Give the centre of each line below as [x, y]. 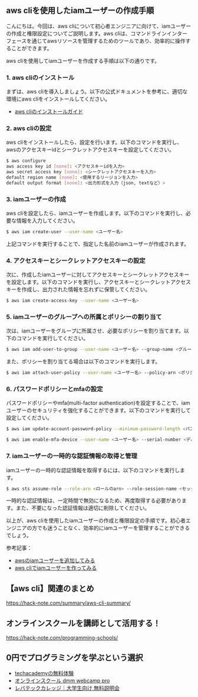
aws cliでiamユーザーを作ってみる [56, 568]
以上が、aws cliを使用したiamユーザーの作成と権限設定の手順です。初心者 [96, 521]
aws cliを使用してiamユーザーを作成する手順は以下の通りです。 [83, 60]
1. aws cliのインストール [40, 78]
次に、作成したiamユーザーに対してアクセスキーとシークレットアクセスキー [98, 275]
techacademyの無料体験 [44, 673]
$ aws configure [26, 161]
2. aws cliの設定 [29, 128]
